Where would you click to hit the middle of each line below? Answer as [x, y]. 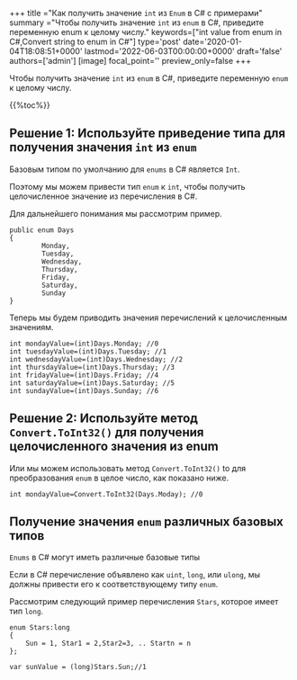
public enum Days [42, 230]
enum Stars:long [40, 628]
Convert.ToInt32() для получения [107, 432]
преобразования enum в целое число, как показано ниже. [119, 478]
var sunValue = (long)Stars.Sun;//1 [78, 667]
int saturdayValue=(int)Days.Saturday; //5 [92, 383]
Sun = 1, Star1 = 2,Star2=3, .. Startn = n [108, 644]
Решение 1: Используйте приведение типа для [148, 134]
